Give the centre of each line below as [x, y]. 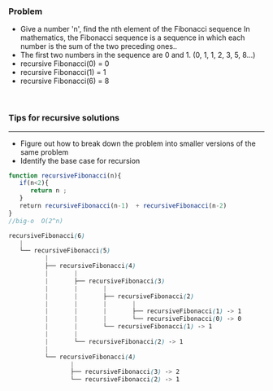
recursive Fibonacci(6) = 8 [65, 81]
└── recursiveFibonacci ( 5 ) [65, 251]
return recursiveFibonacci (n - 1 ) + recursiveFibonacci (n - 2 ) [123, 206]
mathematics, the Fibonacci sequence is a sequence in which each [132, 37]
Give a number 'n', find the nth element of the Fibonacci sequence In [135, 29]
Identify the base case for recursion [80, 160]
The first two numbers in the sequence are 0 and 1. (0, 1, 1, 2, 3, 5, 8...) [138, 55]
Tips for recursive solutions [64, 118]
